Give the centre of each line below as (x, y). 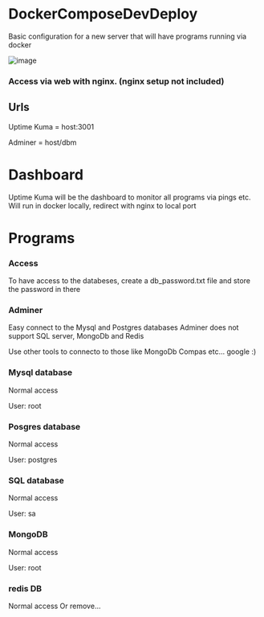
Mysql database (41, 372)
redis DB (25, 588)
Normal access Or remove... (55, 606)
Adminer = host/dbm (43, 142)
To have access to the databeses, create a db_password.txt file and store (130, 281)
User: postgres (33, 459)
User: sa (22, 514)
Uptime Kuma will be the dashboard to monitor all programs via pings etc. (130, 197)
